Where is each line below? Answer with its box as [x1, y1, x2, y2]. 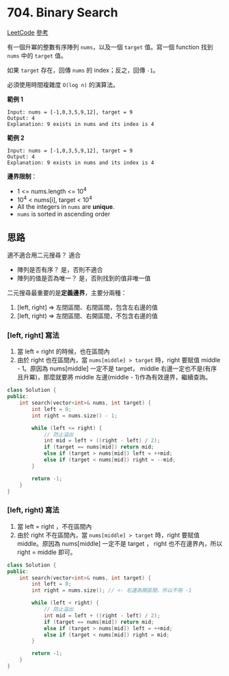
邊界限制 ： [7, 172, 38, 180]
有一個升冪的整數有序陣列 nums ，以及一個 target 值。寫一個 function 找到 [7, 42, 213, 51]
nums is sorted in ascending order [16, 210, 111, 218]
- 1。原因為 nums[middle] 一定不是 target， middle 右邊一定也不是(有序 [16, 364, 217, 373]
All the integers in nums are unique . [16, 203, 115, 211]
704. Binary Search [7, 5, 118, 21]
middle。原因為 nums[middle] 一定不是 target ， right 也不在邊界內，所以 [16, 539, 223, 547]
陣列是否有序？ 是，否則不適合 [16, 266, 103, 274]
